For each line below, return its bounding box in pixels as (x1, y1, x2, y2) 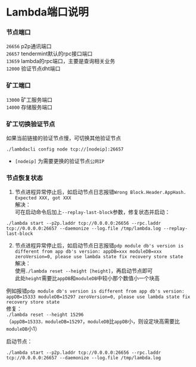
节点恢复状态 (6, 174, 43, 182)
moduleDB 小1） (6, 325, 41, 333)
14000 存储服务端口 (6, 103, 52, 111)
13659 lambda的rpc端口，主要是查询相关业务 (6, 58, 116, 65)
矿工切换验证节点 (6, 120, 55, 128)
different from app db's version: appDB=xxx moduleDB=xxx (14, 249, 162, 255)
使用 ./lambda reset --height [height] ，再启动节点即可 (14, 267, 153, 274)
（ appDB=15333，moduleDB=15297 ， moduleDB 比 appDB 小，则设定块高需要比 (6, 318, 180, 325)
